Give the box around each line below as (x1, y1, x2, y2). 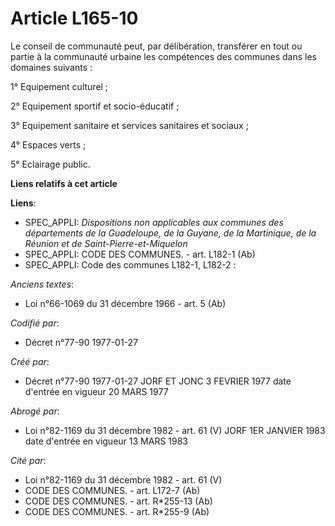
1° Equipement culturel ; (10, 80, 109, 92)
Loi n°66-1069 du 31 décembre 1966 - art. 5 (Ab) (24, 297, 227, 309)
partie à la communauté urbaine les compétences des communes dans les (10, 50, 317, 62)
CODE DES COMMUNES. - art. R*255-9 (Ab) (24, 505, 210, 517)
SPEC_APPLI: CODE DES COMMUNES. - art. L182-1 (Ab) (24, 248, 256, 260)
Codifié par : (10, 317, 60, 329)
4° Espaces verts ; (10, 138, 87, 151)
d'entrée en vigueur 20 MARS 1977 (24, 385, 169, 397)
